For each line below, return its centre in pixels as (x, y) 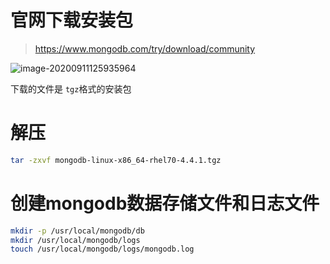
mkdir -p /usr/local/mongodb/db (77, 231)
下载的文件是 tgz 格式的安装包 (71, 88)
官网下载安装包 (72, 20)
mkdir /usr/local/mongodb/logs (75, 240)
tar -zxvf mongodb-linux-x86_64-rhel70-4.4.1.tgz (116, 160)
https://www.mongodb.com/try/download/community (145, 48)
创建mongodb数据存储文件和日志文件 (165, 203)
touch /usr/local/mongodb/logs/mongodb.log (102, 249)
